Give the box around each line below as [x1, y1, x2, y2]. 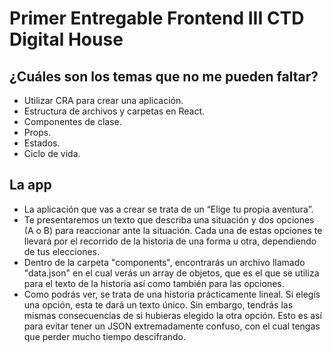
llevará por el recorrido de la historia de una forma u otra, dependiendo [23, 235, 317, 247]
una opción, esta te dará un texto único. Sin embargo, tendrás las [23, 298, 294, 311]
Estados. [23, 137, 61, 149]
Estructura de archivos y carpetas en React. [23, 105, 206, 117]
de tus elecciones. [23, 245, 101, 257]
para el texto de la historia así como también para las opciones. [23, 277, 285, 289]
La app [9, 177, 52, 194]
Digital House [9, 28, 124, 51]
